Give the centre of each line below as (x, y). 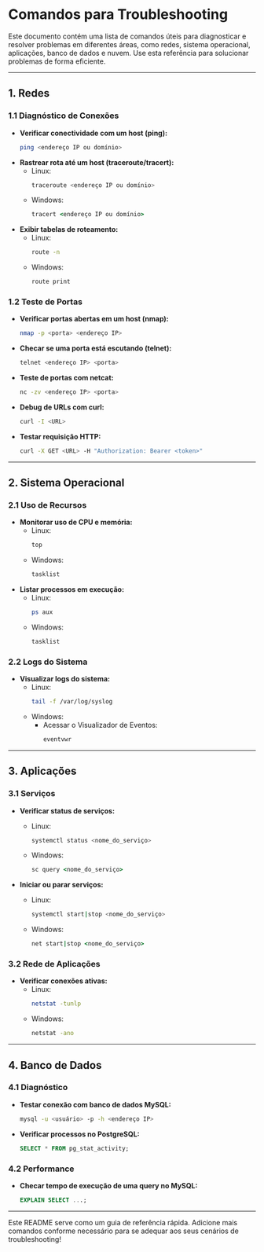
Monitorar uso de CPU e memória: (76, 522)
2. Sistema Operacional (66, 483)
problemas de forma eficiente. (57, 61)
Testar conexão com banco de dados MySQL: (95, 1104)
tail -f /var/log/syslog (72, 702)
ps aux (42, 612)
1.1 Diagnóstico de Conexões (64, 116)
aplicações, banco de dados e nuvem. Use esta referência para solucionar (128, 53)
